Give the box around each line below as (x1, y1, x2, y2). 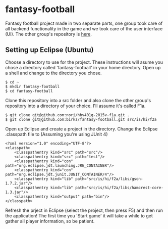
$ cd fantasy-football (5, 88, 53, 94)
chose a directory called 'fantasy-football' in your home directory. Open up (5, 64, 161, 70)
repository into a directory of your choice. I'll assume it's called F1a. (5, 103, 146, 109)
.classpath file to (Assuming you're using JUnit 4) (5, 131, 108, 137)
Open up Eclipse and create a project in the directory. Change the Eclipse (5, 125, 158, 132)
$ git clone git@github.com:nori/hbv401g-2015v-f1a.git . (5, 112, 130, 117)
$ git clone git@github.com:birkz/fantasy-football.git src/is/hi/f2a (5, 117, 157, 122)
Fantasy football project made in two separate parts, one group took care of (5, 20, 163, 26)
